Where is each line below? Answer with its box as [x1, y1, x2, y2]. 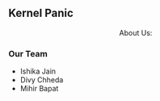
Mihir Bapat [19, 84, 59, 94]
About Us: [119, 27, 153, 37]
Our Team [8, 48, 48, 59]
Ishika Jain [19, 66, 57, 76]
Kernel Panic [8, 6, 74, 20]
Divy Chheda [19, 75, 64, 85]
